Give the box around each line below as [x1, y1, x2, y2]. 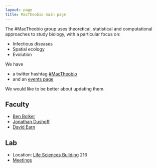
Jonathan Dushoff [12, 118, 50, 125]
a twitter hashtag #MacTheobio [12, 70, 77, 76]
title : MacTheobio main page [5, 12, 66, 17]
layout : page [5, 7, 33, 12]
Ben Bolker [12, 113, 36, 119]
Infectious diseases [12, 40, 53, 46]
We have [5, 61, 24, 67]
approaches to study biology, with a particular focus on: [5, 31, 121, 37]
